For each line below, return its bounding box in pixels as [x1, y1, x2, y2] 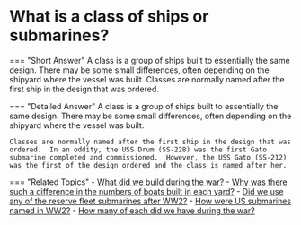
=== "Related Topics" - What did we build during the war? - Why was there [9, 177, 288, 187]
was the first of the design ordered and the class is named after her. [9, 160, 288, 169]
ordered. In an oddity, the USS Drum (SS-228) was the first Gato [9, 145, 268, 154]
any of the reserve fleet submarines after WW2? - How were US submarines [9, 195, 292, 206]
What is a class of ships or [9, 6, 209, 27]
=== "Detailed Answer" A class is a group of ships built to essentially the [9, 100, 279, 111]
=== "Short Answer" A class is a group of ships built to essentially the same [9, 55, 290, 65]
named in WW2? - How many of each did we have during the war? [9, 204, 256, 216]
